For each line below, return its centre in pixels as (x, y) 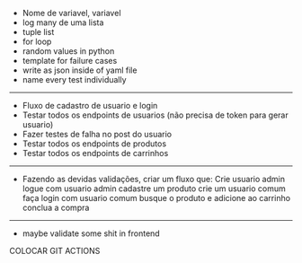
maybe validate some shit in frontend (91, 233)
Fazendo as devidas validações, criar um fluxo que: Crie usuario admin (154, 179)
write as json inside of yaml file (80, 70)
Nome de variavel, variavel (71, 13)
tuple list (38, 32)
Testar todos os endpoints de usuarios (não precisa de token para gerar (155, 115)
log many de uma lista (63, 22)
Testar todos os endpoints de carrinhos (95, 153)
